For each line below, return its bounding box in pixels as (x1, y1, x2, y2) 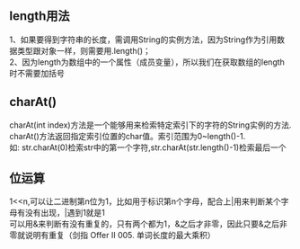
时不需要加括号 (9, 67, 65, 78)
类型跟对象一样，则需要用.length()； (16, 45, 151, 56)
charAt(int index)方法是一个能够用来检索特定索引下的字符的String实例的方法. (9, 120, 292, 130)
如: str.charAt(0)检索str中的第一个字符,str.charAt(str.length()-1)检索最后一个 (9, 142, 287, 153)
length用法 (9, 8, 70, 24)
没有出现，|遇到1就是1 (24, 208, 106, 218)
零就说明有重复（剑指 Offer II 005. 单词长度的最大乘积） (9, 230, 216, 241)
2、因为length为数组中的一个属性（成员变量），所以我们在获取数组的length (9, 57, 286, 67)
